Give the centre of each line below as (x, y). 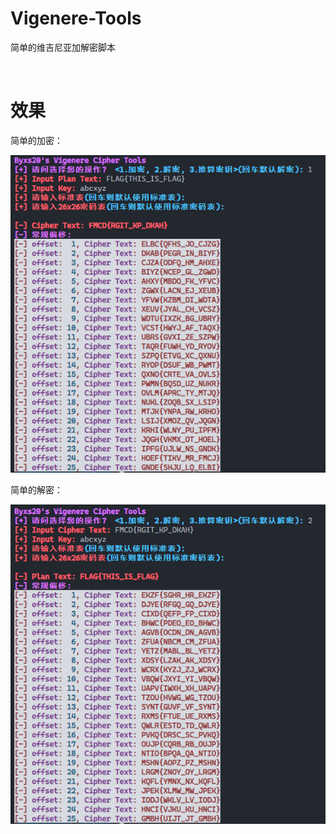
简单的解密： (36, 490)
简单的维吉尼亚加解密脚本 (63, 47)
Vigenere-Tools (76, 18)
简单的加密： (36, 140)
